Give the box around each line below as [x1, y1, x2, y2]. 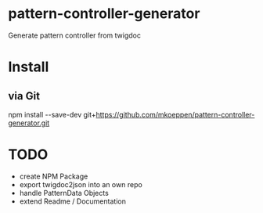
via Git [8, 89, 41, 103]
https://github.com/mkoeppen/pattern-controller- [95, 110, 255, 119]
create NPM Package [19, 171, 88, 181]
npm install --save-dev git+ [8, 110, 96, 119]
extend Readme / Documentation [19, 197, 127, 206]
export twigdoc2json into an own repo [19, 179, 142, 189]
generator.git [8, 118, 50, 128]
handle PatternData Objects [19, 188, 110, 197]
